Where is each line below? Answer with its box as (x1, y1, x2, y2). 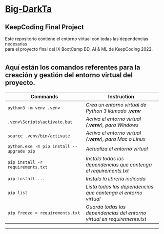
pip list (7, 190, 28, 195)
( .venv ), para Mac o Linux (85, 135, 145, 142)
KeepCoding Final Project (5, 23, 84, 31)
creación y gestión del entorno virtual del (5, 71, 133, 79)
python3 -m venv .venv (7, 105, 60, 110)
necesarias (5, 41, 27, 47)
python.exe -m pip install (7, 143, 70, 149)
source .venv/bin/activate (7, 133, 70, 139)
